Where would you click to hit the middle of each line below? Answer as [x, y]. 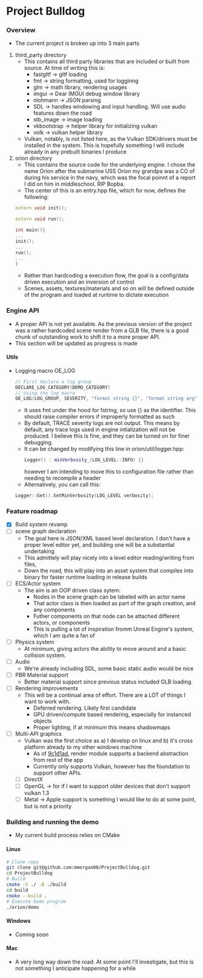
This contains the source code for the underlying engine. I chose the [110, 165]
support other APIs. [58, 773]
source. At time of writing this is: [64, 68]
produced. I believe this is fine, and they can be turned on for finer [107, 436]
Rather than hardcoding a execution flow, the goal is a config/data [106, 276]
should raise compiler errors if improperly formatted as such [99, 416]
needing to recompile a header [62, 478]
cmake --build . [27, 896]
